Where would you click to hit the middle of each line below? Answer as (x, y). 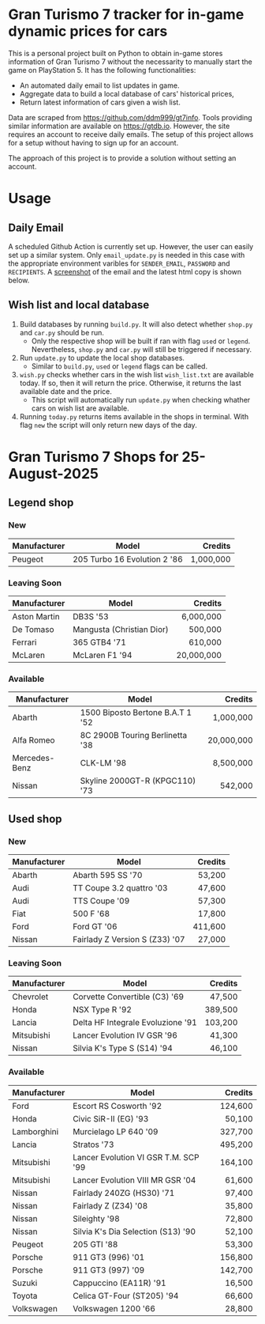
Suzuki (25, 1283)
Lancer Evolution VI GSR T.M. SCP (136, 1157)
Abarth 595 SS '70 (107, 875)
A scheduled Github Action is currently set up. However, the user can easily (131, 246)
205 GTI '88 (95, 1244)
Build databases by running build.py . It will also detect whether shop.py (136, 324)
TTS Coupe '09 (101, 901)
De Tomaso (33, 629)
